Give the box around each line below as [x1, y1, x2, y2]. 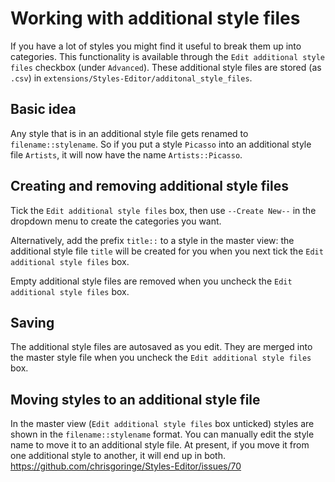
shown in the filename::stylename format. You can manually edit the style [10, 428, 315, 441]
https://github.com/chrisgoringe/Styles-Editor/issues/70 [10, 460, 242, 472]
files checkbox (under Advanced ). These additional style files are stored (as [10, 61, 322, 73]
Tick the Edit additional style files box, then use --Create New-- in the [10, 204, 317, 216]
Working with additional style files [10, 7, 301, 30]
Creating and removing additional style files [10, 178, 289, 195]
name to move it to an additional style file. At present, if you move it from [10, 439, 310, 451]
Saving [10, 314, 55, 331]
